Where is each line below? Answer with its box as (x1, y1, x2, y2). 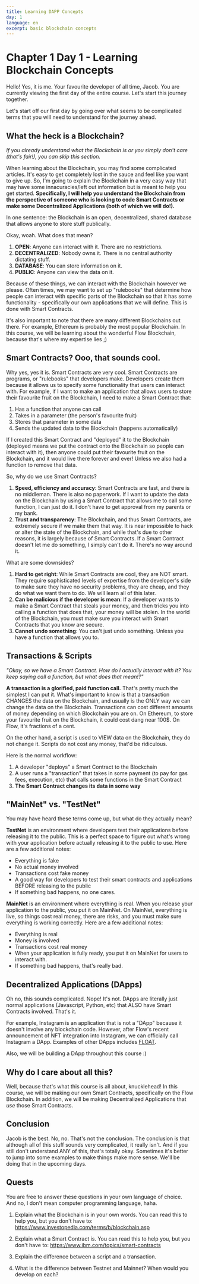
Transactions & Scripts (6, 651, 92, 661)
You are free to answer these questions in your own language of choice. (6, 1193, 182, 1200)
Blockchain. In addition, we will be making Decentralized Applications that (6, 1096, 187, 1103)
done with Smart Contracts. (6, 306, 74, 312)
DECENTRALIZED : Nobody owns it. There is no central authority (14, 250, 172, 256)
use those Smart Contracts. (6, 1102, 73, 1109)
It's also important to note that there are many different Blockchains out (6, 317, 181, 324)
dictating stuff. (14, 256, 50, 263)
